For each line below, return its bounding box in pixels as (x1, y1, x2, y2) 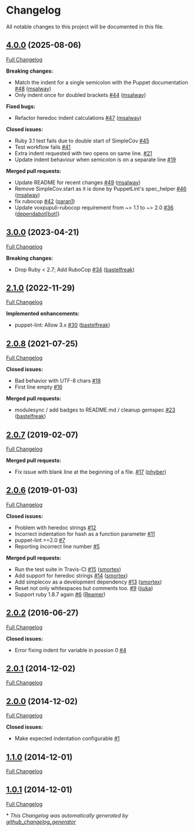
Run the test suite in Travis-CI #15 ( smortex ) (14, 565, 122, 573)
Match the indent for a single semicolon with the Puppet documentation (14, 79, 188, 86)
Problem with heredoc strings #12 (14, 524, 96, 531)
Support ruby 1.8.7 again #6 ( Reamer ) (14, 591, 106, 598)
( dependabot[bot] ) (14, 210, 60, 217)
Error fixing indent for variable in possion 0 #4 (14, 646, 126, 653)
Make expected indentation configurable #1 (14, 735, 120, 742)
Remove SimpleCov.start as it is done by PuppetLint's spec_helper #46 (14, 185, 187, 192)
